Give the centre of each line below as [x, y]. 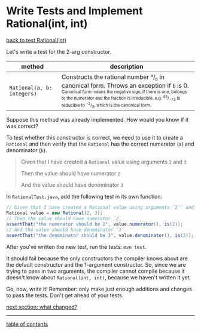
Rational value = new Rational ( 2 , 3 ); [54, 213]
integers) [23, 94]
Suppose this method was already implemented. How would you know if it [98, 120]
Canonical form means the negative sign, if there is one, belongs [124, 92]
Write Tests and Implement [74, 11]
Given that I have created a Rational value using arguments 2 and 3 [103, 162]
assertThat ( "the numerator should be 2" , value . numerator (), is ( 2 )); [95, 224]
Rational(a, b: [31, 88]
